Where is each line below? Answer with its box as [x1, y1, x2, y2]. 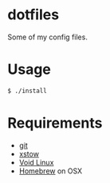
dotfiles [7, 6, 60, 24]
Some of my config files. [7, 32, 88, 42]
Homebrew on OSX [18, 166, 83, 176]
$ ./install [7, 87, 47, 95]
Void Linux [18, 157, 54, 167]
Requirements [7, 114, 103, 132]
